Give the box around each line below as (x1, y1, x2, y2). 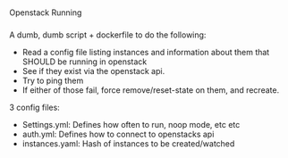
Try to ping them (21, 75, 84, 86)
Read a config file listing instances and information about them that (21, 46, 270, 57)
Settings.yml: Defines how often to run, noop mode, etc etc (21, 119, 241, 129)
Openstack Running (9, 7, 82, 18)
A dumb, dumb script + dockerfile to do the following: (9, 29, 207, 40)
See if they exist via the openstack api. (21, 65, 165, 76)
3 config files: (9, 102, 60, 112)
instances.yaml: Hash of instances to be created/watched (21, 137, 235, 149)
